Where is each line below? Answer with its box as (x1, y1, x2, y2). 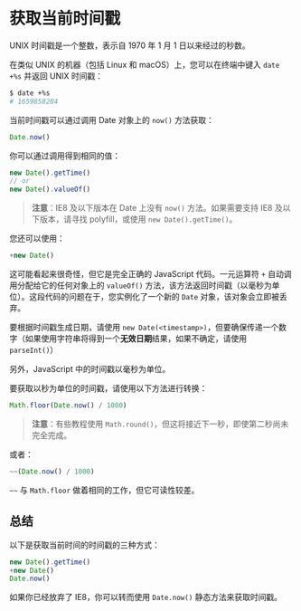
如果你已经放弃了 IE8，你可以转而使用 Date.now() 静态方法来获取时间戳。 (9, 592, 283, 603)
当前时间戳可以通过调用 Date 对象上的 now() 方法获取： (9, 114, 215, 125)
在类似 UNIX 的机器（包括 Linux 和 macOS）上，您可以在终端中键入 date (9, 59, 280, 70)
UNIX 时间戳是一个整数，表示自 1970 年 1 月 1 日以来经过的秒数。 (9, 40, 250, 51)
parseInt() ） (9, 345, 59, 356)
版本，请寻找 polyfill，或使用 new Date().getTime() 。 (39, 214, 238, 224)
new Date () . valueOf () (9, 185, 91, 195)
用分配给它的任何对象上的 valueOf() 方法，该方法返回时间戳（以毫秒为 (9, 280, 273, 291)
